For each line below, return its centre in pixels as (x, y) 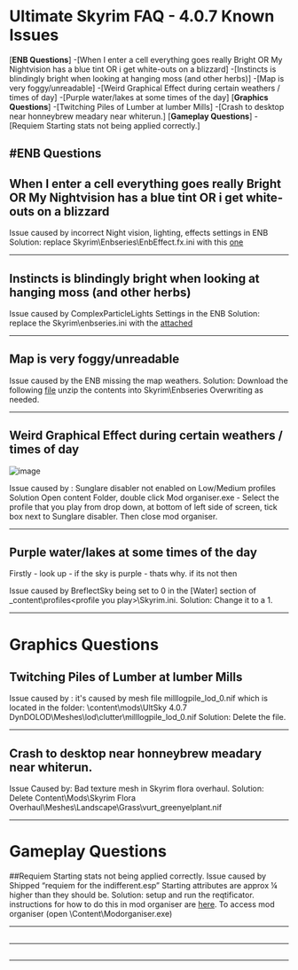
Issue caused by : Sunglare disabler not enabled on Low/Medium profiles (143, 488)
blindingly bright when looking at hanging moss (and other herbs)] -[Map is (147, 78)
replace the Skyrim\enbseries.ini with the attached (101, 323)
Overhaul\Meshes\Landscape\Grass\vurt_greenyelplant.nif (116, 808)
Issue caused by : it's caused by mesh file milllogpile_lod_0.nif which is (139, 699)
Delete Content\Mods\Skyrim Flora (72, 798)
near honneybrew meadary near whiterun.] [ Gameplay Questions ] (131, 116)
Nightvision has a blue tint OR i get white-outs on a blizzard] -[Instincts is (143, 69)
